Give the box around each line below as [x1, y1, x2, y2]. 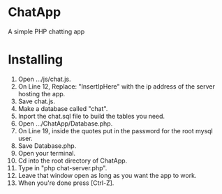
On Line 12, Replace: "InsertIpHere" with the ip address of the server [17, 82, 216, 91]
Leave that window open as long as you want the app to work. [17, 171, 197, 179]
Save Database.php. [17, 141, 77, 150]
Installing [8, 52, 64, 68]
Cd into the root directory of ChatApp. [17, 156, 128, 165]
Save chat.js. [17, 97, 55, 105]
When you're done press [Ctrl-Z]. [17, 179, 114, 187]
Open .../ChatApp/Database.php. [17, 119, 113, 128]
